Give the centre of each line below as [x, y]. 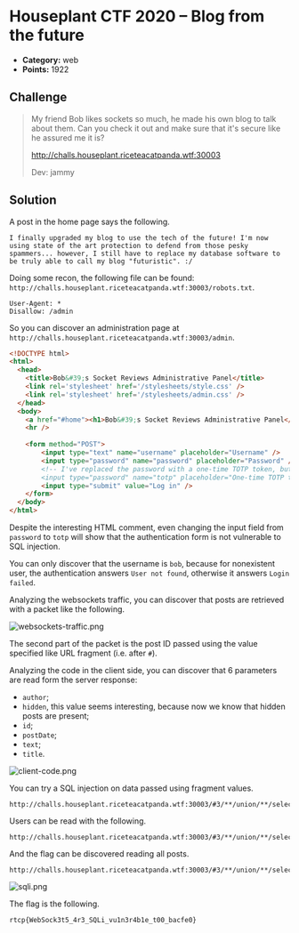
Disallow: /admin [41, 311]
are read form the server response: [73, 680]
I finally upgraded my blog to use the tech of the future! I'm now [139, 237]
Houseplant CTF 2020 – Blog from [137, 16]
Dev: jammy [53, 172]
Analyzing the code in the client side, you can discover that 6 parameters [143, 671]
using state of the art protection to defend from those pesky [129, 245]
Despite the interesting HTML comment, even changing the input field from [147, 527]
